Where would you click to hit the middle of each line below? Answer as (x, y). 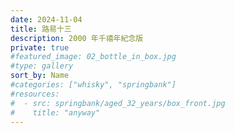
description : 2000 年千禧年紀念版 (77, 38)
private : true (40, 47)
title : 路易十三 (41, 29)
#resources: (35, 94)
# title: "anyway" (55, 112)
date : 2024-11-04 (46, 19)
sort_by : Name (40, 76)
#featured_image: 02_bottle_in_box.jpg (93, 57)
